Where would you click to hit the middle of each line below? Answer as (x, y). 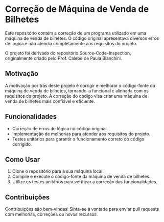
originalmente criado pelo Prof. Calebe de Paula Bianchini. (64, 58)
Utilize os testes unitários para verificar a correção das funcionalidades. (85, 182)
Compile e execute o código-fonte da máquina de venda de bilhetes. (81, 177)
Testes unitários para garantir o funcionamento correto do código (78, 139)
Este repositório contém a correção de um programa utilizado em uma (76, 33)
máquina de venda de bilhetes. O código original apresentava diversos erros (82, 38)
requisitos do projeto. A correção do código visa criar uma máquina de (76, 96)
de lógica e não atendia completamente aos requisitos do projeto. (71, 43)
